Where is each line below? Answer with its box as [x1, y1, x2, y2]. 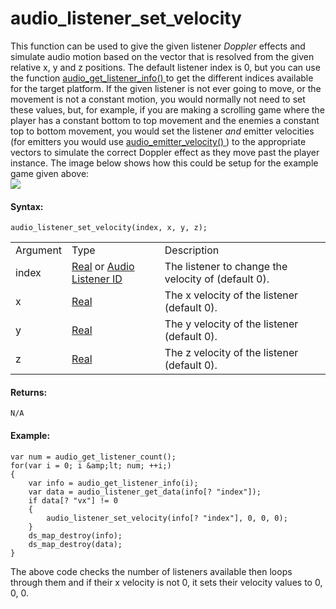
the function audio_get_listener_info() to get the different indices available [10, 72, 314, 84]
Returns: [10, 386, 48, 398]
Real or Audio [71, 260, 135, 274]
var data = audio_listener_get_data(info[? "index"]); [28, 487, 262, 497]
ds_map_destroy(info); [28, 530, 123, 541]
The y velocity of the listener [164, 317, 299, 331]
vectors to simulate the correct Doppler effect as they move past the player [10, 146, 320, 158]
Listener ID [71, 272, 123, 286]
